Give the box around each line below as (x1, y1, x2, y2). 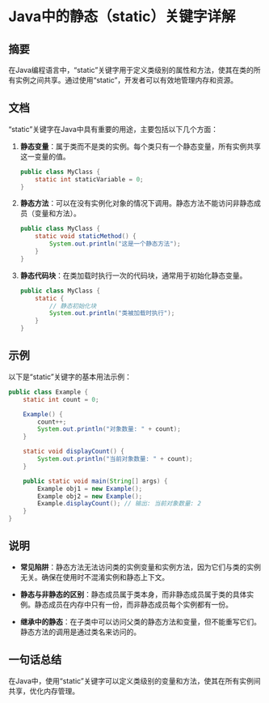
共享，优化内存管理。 (8, 686, 79, 696)
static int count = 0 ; (23, 395, 99, 403)
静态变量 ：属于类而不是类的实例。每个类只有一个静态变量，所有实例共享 (19, 141, 261, 151)
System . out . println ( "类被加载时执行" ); (49, 309, 175, 317)
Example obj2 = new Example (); (37, 492, 143, 501)
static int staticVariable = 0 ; (35, 175, 144, 183)
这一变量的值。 (19, 151, 70, 161)
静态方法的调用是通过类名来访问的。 (19, 627, 141, 637)
